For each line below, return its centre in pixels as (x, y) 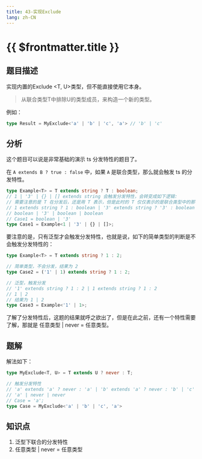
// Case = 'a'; (25, 401)
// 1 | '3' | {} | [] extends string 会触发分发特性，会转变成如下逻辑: (92, 197)
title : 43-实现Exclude (34, 12)
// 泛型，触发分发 (26, 283)
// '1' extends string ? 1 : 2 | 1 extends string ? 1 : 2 (82, 288)
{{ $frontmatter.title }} (63, 47)
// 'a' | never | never (36, 395)
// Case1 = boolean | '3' (38, 219)
